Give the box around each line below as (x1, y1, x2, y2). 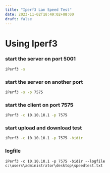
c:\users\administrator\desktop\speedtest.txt (5, 163, 103, 168)
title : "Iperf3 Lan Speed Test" (5, 7, 72, 12)
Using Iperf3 (5, 38, 58, 49)
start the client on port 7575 (5, 101, 74, 108)
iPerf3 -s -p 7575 (5, 90, 43, 95)
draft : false (5, 16, 32, 21)
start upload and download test (5, 124, 82, 131)
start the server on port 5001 (5, 56, 76, 62)
